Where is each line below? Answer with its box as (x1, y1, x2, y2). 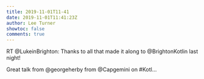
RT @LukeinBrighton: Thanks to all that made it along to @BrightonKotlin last (6, 48, 199, 55)
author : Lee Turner (6, 20, 56, 26)
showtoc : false (6, 25, 45, 32)
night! (6, 54, 21, 62)
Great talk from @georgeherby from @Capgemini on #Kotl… (6, 66, 157, 73)
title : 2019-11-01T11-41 (6, 8, 69, 15)
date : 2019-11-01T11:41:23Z (6, 14, 78, 21)
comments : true (6, 31, 45, 37)
